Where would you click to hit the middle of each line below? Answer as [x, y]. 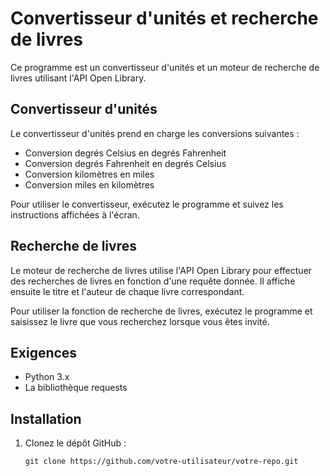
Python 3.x [47, 377]
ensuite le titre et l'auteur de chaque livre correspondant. [127, 291]
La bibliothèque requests [76, 388]
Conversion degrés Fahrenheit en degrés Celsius [125, 163]
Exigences [44, 352]
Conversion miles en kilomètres [89, 184]
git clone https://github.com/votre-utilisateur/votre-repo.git [161, 462]
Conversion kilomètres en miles [89, 174]
